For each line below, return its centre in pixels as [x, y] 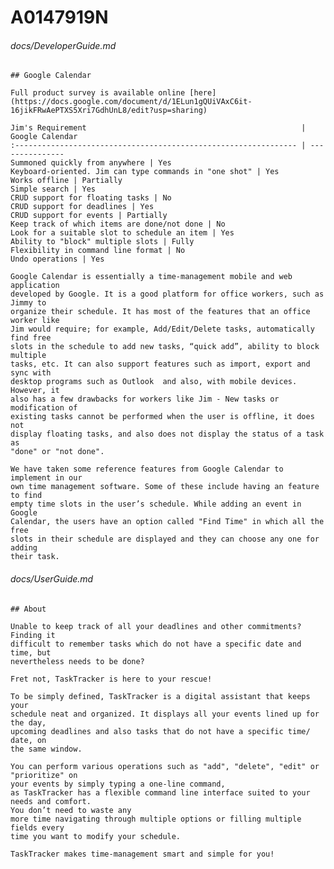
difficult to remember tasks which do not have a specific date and [156, 644]
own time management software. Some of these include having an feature [165, 487]
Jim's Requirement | [158, 128]
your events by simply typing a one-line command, [118, 784]
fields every [37, 827]
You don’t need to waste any [71, 810]
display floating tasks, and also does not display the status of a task [167, 434]
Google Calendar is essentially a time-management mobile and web [151, 277]
